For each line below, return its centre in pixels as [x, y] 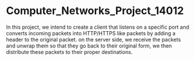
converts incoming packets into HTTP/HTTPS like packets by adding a [91, 33]
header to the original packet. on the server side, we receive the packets [94, 39]
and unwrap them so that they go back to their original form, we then [89, 46]
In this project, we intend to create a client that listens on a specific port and [97, 27]
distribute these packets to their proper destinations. [69, 52]
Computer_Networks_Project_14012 [95, 11]
